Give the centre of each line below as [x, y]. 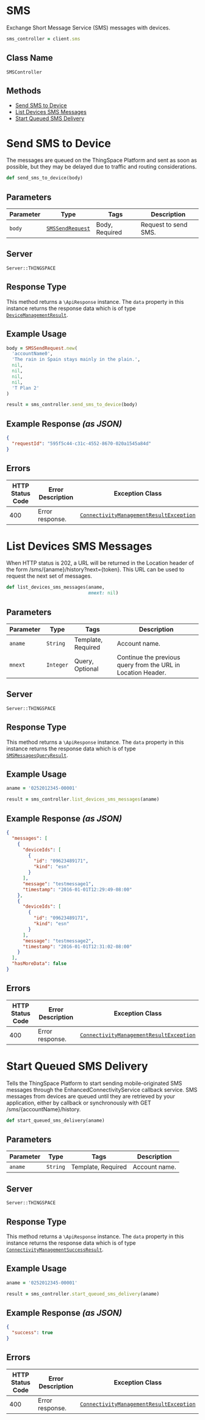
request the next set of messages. [49, 576]
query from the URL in [148, 665]
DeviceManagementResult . [37, 315]
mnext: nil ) [103, 593]
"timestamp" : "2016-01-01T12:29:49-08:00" [77, 889]
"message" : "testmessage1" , [58, 884]
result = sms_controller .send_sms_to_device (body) [72, 405]
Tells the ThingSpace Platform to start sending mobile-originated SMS [94, 1083]
